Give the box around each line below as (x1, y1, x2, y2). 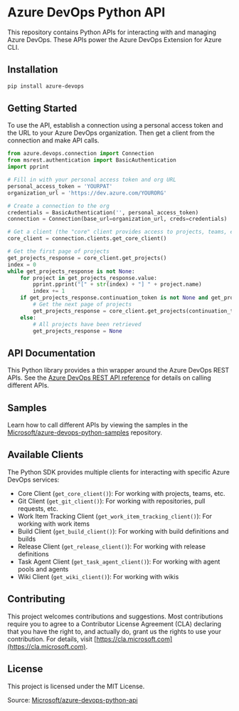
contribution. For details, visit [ (7, 635, 97, 643)
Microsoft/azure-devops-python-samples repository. (7, 428, 162, 437)
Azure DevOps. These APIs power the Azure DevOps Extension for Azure (7, 35, 222, 43)
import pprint (7, 163, 50, 171)
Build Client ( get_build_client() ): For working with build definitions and (17, 526, 229, 535)
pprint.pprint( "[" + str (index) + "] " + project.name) (33, 281, 202, 289)
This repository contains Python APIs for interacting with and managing (7, 28, 217, 36)
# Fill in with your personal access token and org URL (7, 176, 176, 184)
